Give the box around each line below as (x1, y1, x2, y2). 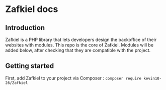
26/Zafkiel (5, 80, 28, 85)
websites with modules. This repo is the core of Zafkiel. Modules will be (5, 42, 154, 48)
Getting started (5, 61, 54, 70)
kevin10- (143, 76, 162, 81)
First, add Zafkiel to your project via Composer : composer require (5, 75, 142, 81)
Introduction (5, 23, 45, 32)
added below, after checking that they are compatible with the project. (5, 47, 151, 53)
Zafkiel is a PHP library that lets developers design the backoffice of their (5, 36, 157, 42)
